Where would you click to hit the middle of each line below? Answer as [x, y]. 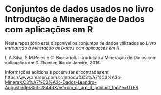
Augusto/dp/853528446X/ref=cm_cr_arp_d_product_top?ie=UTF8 [72, 87]
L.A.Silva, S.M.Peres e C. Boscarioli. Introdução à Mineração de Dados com [81, 57]
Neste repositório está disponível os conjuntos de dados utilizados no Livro [80, 43]
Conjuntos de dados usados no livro [79, 9]
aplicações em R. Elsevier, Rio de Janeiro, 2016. [53, 63]
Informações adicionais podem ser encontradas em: [57, 72]
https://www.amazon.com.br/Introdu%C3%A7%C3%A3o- [63, 77]
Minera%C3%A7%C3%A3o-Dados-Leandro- [51, 82]
